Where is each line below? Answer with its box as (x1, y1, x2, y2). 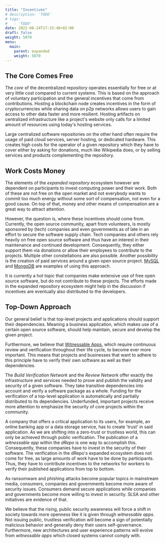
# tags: (5, 16, 21, 21)
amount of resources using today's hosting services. (5, 122, 112, 128)
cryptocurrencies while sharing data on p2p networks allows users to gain (5, 106, 156, 112)
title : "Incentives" (5, 7, 48, 12)
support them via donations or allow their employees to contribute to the (5, 247, 152, 253)
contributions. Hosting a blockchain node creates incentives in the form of (5, 101, 156, 107)
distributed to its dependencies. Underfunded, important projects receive (5, 398, 154, 404)
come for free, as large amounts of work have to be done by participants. (5, 455, 154, 461)
